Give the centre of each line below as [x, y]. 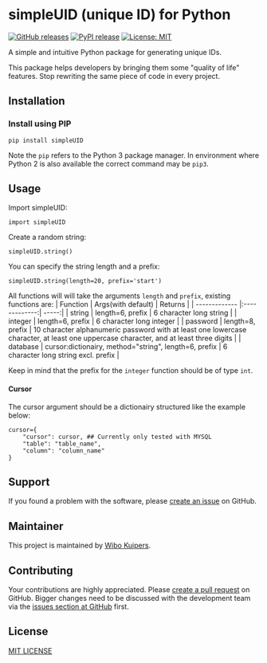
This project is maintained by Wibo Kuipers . [80, 545]
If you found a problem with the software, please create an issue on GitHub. [133, 501]
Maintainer [36, 526]
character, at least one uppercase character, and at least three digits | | [125, 338]
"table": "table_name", [62, 444]
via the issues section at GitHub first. [69, 606]
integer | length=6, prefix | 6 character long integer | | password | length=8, [132, 321]
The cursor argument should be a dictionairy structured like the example [127, 406]
